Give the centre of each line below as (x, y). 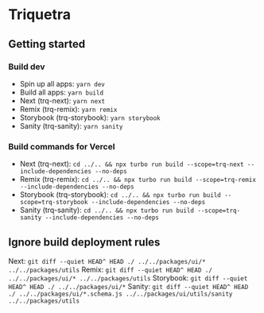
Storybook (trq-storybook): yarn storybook (90, 118)
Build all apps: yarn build (62, 92)
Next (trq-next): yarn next (62, 100)
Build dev (27, 67)
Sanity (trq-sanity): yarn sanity (71, 126)
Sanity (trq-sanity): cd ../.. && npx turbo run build (107, 210)
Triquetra (40, 15)
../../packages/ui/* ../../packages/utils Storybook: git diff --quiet (128, 278)
